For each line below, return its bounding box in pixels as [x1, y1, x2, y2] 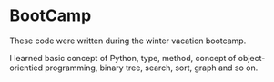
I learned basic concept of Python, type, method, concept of [9, 52, 237, 63]
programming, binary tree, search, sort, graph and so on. [45, 62, 259, 73]
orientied [9, 62, 44, 73]
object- [238, 52, 266, 63]
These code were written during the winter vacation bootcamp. [9, 35, 247, 46]
